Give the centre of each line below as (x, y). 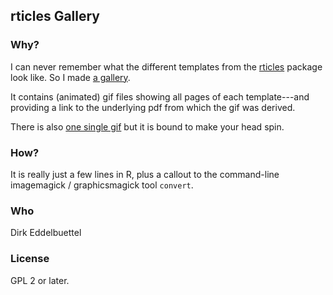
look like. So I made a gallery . (70, 77)
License (30, 259)
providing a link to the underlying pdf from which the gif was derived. (153, 107)
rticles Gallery (55, 16)
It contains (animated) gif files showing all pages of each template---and (160, 96)
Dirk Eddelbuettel (46, 233)
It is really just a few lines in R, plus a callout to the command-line (145, 174)
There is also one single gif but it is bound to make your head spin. (147, 126)
